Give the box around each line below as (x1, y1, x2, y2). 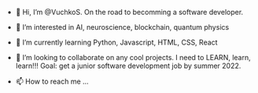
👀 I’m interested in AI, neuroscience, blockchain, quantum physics (15, 23, 230, 31)
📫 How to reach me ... (15, 77, 89, 86)
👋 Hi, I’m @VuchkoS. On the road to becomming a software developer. (15, 8, 244, 16)
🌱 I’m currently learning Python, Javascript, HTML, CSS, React (15, 38, 218, 47)
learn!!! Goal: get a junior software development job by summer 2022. (15, 61, 241, 70)
